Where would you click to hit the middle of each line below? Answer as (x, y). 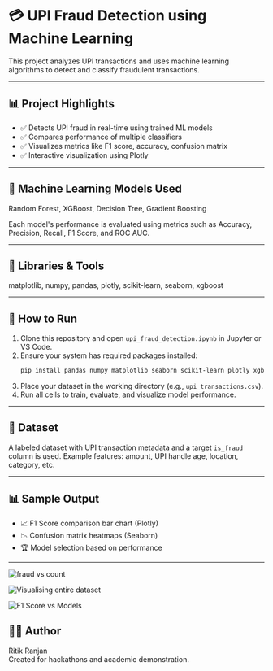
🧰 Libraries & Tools (56, 266)
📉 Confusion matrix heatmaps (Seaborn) (89, 535)
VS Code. (36, 347)
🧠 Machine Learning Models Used (95, 189)
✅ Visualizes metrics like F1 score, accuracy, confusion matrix (124, 146)
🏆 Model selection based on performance (91, 547)
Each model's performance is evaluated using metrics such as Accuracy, (130, 224)
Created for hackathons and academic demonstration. (99, 659)
